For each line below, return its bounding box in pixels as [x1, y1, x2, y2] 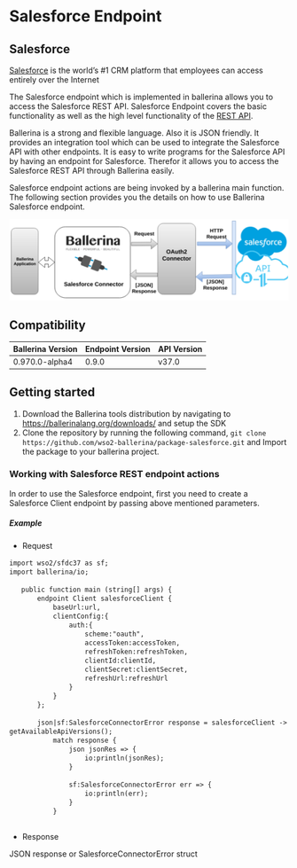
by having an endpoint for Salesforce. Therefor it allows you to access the [9, 156, 279, 166]
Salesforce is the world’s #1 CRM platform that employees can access [9, 65, 263, 75]
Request [21, 540, 53, 551]
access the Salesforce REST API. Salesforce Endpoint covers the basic [9, 101, 268, 112]
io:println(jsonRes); [84, 754, 165, 762]
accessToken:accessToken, [84, 638, 180, 647]
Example [9, 518, 43, 528]
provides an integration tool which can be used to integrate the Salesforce [9, 137, 280, 147]
